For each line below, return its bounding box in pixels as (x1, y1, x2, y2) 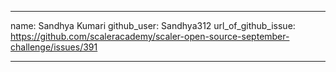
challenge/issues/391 (10, 41, 98, 53)
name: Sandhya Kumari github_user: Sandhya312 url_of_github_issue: (10, 20, 296, 31)
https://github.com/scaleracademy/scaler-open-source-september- (10, 31, 290, 42)
